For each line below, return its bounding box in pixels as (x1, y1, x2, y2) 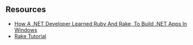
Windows (14, 26, 37, 33)
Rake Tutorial (14, 32, 47, 40)
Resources (5, 5, 46, 15)
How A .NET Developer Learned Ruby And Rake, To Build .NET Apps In (14, 20, 188, 27)
